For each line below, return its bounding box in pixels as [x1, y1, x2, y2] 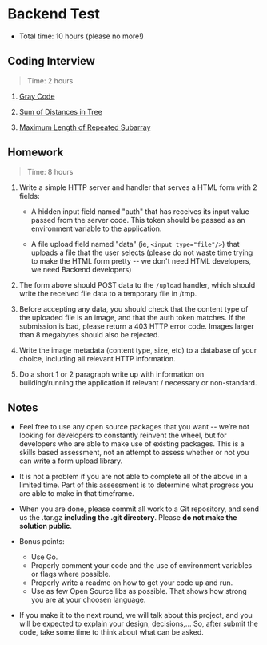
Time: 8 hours [26, 167, 74, 176]
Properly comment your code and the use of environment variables [30, 561, 253, 570]
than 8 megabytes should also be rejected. [18, 329, 161, 339]
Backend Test [7, 5, 101, 23]
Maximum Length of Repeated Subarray [18, 122, 151, 132]
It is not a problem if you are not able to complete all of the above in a [18, 472, 248, 482]
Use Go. [30, 552, 58, 562]
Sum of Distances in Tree [18, 107, 103, 116]
